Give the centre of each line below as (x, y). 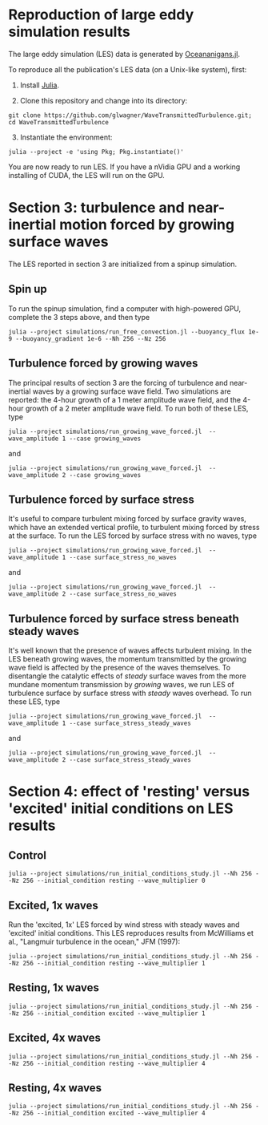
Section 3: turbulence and (97, 208)
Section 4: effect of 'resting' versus (129, 792)
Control (27, 855)
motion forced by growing (146, 225)
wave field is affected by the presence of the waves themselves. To (119, 668)
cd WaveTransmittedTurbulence (59, 122)
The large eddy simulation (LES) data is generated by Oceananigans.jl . (124, 54)
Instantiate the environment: (66, 137)
